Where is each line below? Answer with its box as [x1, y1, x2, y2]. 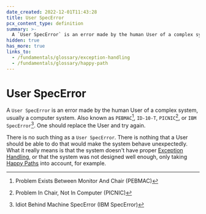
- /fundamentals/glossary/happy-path [12, 60, 109, 66]
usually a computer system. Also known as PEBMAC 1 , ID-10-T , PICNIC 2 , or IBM [6, 113, 197, 122]
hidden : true [6, 37, 40, 43]
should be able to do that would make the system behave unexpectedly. [6, 140, 188, 147]
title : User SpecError [6, 15, 64, 21]
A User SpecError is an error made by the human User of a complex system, [6, 106, 198, 114]
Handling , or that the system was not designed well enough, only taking [6, 153, 188, 160]
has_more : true [6, 43, 45, 50]
